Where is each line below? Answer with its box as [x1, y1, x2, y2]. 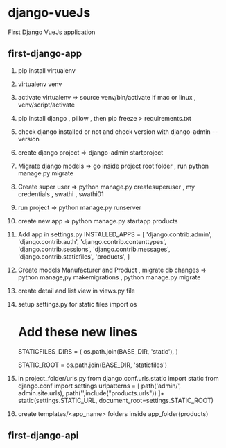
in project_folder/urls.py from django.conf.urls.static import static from [17, 374, 219, 382]
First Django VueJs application [8, 28, 96, 36]
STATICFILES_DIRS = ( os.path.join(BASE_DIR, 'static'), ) [17, 347, 179, 355]
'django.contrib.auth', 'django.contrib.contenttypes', [17, 237, 167, 245]
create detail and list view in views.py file [17, 286, 136, 295]
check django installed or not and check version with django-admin [17, 127, 211, 136]
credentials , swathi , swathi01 [17, 189, 104, 198]
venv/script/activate [17, 101, 76, 109]
